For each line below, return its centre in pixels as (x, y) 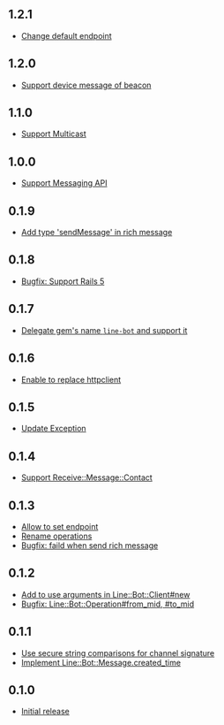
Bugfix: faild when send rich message (90, 545)
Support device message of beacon (86, 85)
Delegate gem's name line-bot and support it (104, 330)
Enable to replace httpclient (71, 379)
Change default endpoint (66, 35)
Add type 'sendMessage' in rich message (97, 233)
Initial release (45, 712)
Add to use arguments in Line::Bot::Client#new (105, 594)
